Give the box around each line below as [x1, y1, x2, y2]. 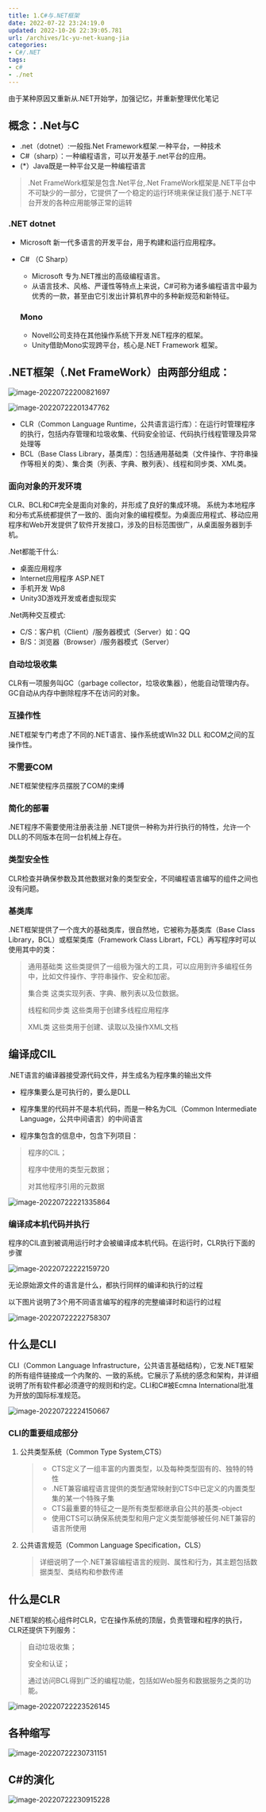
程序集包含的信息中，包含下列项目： [19, 1131, 139, 1140]
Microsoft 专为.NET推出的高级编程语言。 [31, 271, 165, 280]
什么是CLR [8, 1593, 61, 1606]
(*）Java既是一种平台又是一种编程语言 [19, 161, 147, 171]
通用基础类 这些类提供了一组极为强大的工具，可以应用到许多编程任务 [27, 962, 253, 971]
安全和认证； [27, 1659, 70, 1668]
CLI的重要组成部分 [8, 1427, 79, 1438]
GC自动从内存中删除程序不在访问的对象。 [8, 688, 145, 698]
